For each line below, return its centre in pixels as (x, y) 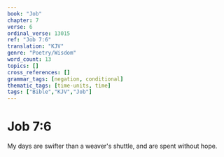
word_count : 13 (29, 60)
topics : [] (23, 66)
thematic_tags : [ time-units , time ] (59, 86)
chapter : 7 (23, 20)
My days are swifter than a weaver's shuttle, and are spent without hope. (112, 146)
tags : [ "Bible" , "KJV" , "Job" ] (50, 92)
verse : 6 (20, 27)
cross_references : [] (39, 72)
